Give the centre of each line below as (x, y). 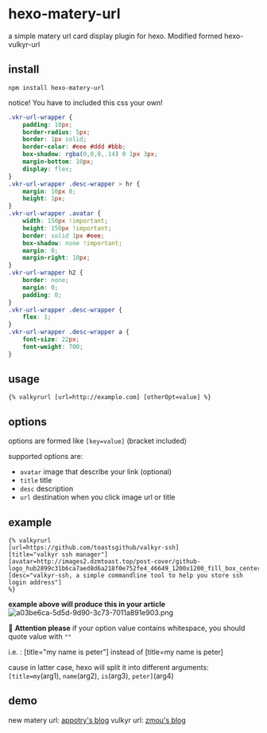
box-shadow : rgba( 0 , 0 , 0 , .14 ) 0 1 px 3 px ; (90, 155)
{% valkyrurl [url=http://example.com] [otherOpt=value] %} (110, 398)
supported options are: (46, 457)
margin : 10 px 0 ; (50, 191)
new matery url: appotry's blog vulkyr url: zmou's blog (97, 720)
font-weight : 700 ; (53, 347)
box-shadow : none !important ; (73, 243)
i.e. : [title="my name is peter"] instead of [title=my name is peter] (116, 652)
